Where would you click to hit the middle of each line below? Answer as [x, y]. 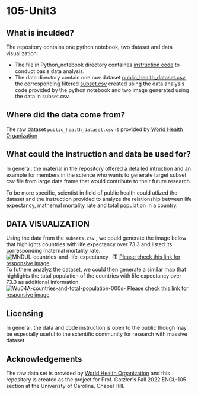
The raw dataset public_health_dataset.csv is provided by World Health [95, 129]
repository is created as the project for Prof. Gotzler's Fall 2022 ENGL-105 [96, 380]
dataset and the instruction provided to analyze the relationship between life [99, 199]
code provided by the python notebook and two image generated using [102, 90]
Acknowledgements [44, 359]
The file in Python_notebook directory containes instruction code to [97, 65]
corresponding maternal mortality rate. [53, 251]
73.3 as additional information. [43, 282]
